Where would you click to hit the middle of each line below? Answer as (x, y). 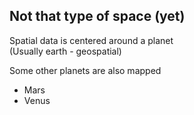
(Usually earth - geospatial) (65, 51)
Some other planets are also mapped (85, 70)
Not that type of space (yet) (97, 16)
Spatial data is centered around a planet (91, 40)
